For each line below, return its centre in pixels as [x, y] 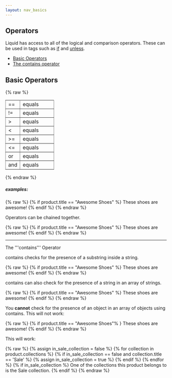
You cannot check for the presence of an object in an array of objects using [85, 308]
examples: [17, 189]
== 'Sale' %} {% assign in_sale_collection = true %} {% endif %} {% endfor [85, 360]
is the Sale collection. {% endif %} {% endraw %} [58, 371]
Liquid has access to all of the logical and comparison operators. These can [85, 43]
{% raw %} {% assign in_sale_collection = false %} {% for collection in [80, 349]
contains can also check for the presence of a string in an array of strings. [83, 283]
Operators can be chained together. [43, 218]
